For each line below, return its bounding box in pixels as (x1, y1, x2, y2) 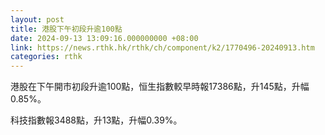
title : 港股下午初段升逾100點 (10, 24, 123, 34)
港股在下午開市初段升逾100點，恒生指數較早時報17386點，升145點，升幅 (10, 81, 310, 93)
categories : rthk (10, 52, 83, 62)
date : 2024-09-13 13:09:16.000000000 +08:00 (10, 33, 199, 43)
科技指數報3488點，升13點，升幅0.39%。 (10, 114, 183, 126)
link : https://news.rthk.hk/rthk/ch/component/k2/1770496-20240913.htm (10, 42, 315, 53)
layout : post (10, 14, 65, 25)
